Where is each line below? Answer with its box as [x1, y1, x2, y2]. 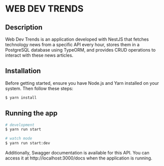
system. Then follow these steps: [5, 85, 73, 91]
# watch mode [5, 136, 32, 141]
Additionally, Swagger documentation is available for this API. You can [5, 150, 149, 155]
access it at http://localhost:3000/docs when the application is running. [5, 155, 152, 161]
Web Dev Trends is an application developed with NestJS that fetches [5, 36, 149, 42]
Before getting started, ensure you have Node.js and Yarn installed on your [5, 80, 159, 86]
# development [5, 122, 35, 127]
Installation [5, 67, 41, 75]
